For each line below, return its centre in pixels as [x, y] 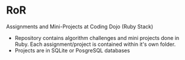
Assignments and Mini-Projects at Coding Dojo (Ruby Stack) [80, 26]
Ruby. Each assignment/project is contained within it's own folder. [95, 44]
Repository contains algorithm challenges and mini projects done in [97, 38]
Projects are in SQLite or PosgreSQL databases [72, 50]
